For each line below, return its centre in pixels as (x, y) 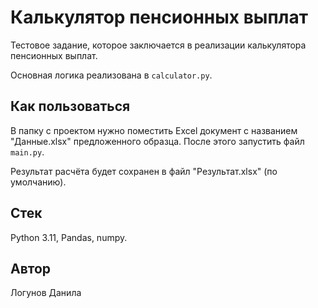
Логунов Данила (46, 293)
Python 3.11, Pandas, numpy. (69, 237)
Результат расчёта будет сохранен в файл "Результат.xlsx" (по (144, 171)
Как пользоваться (70, 106)
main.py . (27, 152)
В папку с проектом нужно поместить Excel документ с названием (154, 130)
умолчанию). (38, 182)
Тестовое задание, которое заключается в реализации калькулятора (158, 45)
